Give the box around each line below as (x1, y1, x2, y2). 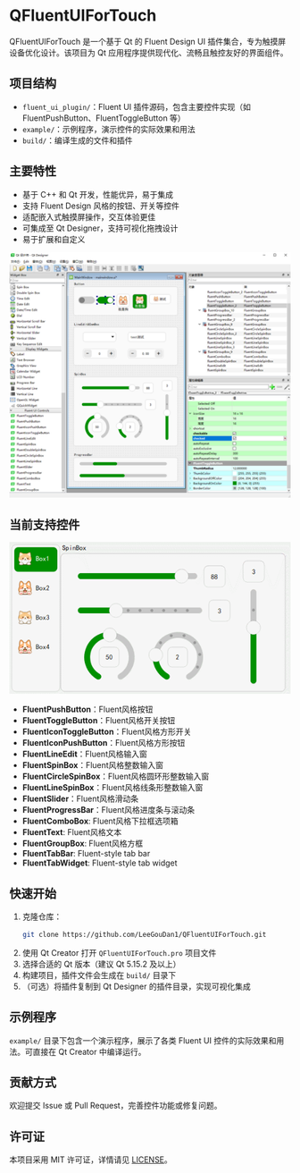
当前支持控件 (9, 517, 80, 532)
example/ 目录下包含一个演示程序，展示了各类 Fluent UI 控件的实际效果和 (9, 1034, 277, 1046)
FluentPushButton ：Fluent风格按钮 (21, 704, 154, 715)
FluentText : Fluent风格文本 (21, 827, 122, 838)
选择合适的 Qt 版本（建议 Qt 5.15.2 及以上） (21, 958, 181, 969)
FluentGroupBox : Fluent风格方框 (21, 838, 144, 849)
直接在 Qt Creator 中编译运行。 (32, 1046, 146, 1057)
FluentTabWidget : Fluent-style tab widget (21, 857, 178, 868)
